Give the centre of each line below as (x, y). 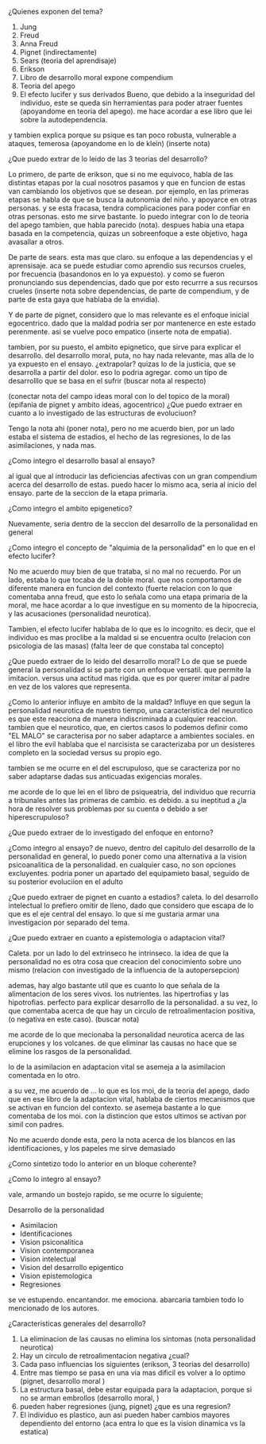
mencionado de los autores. (54, 1308)
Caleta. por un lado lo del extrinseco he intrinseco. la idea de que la (118, 953)
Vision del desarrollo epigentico (71, 1267)
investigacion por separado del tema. (69, 922)
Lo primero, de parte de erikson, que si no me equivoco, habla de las (121, 174)
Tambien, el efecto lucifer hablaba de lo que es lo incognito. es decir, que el (132, 629)
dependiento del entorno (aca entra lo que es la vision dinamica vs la (133, 1423)
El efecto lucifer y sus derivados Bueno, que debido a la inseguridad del (137, 94)
